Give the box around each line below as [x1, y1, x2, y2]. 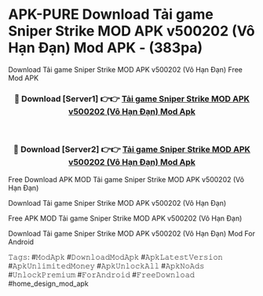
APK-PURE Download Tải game [8, 5, 214, 24]
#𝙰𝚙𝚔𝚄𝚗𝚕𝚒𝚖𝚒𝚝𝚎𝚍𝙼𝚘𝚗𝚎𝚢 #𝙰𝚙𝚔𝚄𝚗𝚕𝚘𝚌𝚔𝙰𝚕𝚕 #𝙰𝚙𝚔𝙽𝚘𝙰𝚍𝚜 [8, 261, 205, 270]
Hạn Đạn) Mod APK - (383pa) [8, 39, 203, 57]
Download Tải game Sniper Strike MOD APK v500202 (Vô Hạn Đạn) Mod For [8, 228, 255, 238]
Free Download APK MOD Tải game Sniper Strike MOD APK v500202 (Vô [8, 174, 245, 184]
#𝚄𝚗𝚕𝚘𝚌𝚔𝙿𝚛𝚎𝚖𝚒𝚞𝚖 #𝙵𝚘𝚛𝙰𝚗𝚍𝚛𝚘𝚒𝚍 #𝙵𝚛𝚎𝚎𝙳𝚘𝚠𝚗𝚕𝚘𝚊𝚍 [8, 269, 195, 280]
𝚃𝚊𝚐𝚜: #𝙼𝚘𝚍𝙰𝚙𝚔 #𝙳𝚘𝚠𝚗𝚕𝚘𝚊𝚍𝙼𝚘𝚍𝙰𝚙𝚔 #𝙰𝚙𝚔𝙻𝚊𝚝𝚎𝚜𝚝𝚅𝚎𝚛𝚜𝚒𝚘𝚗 [8, 252, 224, 261]
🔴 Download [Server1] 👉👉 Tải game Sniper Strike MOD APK [14, 93, 250, 104]
